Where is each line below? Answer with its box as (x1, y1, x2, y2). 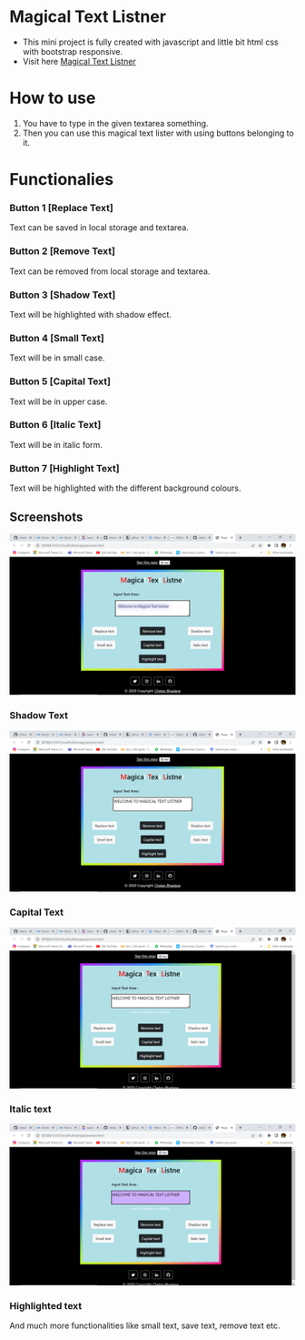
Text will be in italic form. (9, 439, 103, 450)
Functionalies (9, 169, 114, 190)
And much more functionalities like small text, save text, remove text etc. (9, 1320, 280, 1331)
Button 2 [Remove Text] (9, 245, 116, 258)
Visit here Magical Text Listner (22, 56, 136, 66)
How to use (9, 88, 96, 108)
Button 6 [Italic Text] (9, 419, 102, 431)
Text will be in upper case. (9, 396, 108, 407)
